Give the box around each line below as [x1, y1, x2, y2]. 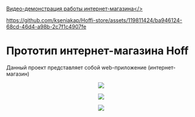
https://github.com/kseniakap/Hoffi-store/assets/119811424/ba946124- [6, 17, 182, 23]
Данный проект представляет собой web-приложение [6, 64, 147, 71]
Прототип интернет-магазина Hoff [6, 44, 189, 58]
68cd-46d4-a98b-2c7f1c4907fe [6, 23, 87, 30]
